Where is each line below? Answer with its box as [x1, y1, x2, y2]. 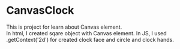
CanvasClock [6, 4, 74, 17]
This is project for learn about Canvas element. [6, 23, 122, 30]
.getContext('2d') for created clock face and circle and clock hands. [6, 36, 174, 43]
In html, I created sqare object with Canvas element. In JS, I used [6, 29, 167, 36]
